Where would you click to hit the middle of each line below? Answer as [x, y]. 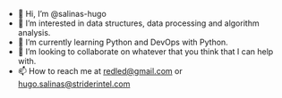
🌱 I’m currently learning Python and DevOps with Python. [123, 42]
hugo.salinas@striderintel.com [74, 84]
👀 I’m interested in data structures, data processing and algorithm [138, 23]
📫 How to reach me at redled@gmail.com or [100, 71]
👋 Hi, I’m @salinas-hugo [62, 14]
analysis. [34, 33]
